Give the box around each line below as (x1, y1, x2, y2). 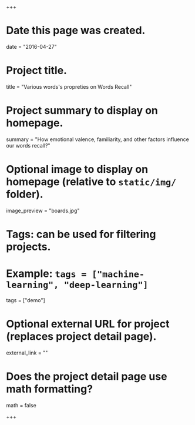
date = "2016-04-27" (6, 43, 57, 50)
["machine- (92, 269, 145, 280)
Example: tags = (6, 267, 87, 280)
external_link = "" (6, 349, 48, 356)
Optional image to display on (6, 163, 149, 176)
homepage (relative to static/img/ (6, 175, 177, 188)
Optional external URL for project (6, 317, 170, 331)
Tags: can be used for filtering (6, 227, 156, 241)
